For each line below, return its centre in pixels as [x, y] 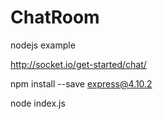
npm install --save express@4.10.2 [81, 83]
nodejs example [43, 45]
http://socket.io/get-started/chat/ [78, 64]
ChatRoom [55, 17]
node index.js [38, 103]
